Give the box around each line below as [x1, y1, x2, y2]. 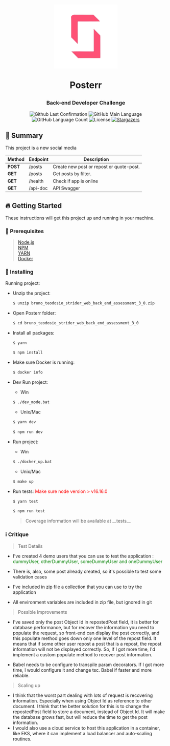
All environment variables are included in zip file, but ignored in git [12, 599, 152, 605]
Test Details [17, 543, 43, 549]
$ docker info [12, 370, 43, 375]
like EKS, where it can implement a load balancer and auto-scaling [12, 730, 152, 736]
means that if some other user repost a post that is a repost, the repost [12, 640, 162, 647]
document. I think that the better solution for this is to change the [12, 703, 150, 709]
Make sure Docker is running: [12, 359, 75, 365]
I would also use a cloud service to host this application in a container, [12, 724, 160, 731]
